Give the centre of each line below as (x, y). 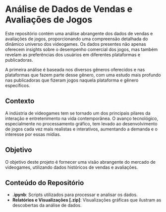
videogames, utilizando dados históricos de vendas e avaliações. (72, 167)
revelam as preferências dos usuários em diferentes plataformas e (73, 54)
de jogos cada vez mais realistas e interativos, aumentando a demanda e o (81, 129)
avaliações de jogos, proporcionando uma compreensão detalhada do (77, 39)
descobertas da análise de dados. (47, 206)
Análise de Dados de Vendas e (69, 9)
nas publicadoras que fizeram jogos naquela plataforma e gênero (72, 80)
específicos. (18, 85)
